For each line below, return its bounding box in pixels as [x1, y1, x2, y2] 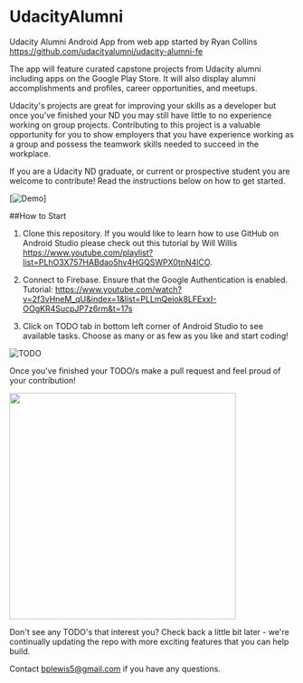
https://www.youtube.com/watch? [54, 283, 183, 295]
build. [9, 645, 31, 657]
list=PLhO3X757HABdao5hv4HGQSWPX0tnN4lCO [22, 256, 211, 268]
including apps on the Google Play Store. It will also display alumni [9, 72, 256, 83]
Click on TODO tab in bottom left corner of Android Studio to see [22, 320, 264, 331]
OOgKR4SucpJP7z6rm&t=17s [22, 303, 133, 314]
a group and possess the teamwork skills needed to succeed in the [9, 138, 260, 149]
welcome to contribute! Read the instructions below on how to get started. [9, 175, 287, 186]
